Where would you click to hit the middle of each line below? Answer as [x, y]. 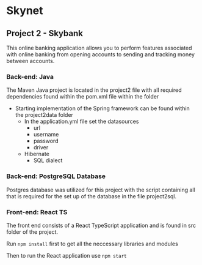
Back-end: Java [30, 77]
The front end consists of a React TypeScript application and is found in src [101, 225]
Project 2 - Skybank [45, 33]
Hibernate [37, 154]
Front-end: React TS [37, 212]
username [46, 135]
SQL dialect [48, 160]
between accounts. [31, 61]
